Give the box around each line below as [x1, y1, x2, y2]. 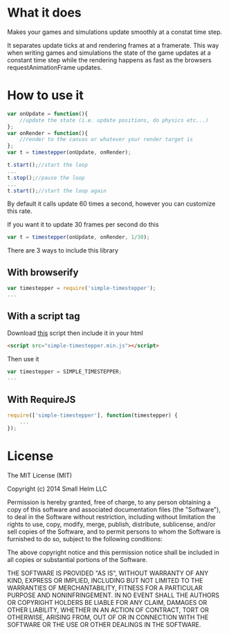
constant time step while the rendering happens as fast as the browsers [7, 55, 212, 64]
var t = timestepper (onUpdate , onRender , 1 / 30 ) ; [7, 234, 150, 241]
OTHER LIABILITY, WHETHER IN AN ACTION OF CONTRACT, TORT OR [7, 606, 209, 614]
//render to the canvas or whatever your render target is [19, 136, 194, 143]
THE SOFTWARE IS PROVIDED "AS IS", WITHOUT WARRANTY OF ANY [7, 569, 209, 577]
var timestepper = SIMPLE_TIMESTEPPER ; [7, 368, 122, 375]
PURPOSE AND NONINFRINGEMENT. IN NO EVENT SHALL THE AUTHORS [7, 590, 220, 599]
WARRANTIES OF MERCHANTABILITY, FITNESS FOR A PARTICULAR [7, 583, 203, 592]
